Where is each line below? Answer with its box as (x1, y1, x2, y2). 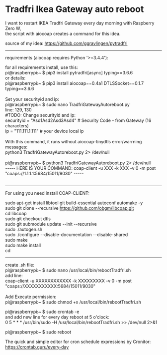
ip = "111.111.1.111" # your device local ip (5, 128, 84, 134)
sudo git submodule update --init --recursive (5, 221, 97, 227)
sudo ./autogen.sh (5, 226, 43, 232)
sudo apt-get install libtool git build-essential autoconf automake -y (5, 200, 143, 206)
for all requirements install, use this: (5, 64, 78, 70)
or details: (5, 75, 26, 81)
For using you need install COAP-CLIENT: (5, 190, 89, 196)
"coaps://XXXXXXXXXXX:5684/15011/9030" (5, 283, 96, 289)
